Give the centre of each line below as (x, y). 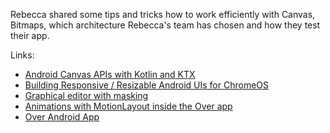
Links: (22, 55)
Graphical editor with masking (86, 95)
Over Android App (62, 117)
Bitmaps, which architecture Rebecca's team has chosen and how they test (165, 25)
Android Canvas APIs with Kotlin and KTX (110, 74)
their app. (30, 35)
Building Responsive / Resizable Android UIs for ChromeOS (146, 85)
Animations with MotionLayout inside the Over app (128, 106)
